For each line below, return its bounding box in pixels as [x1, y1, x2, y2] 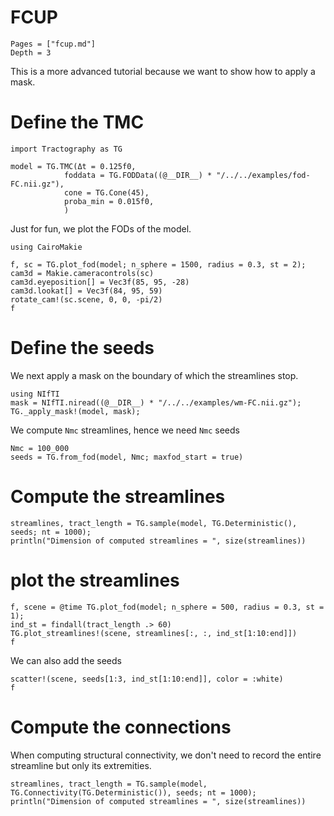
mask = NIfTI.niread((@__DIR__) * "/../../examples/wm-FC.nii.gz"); [10, 397, 302, 408]
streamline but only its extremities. [10, 759, 152, 771]
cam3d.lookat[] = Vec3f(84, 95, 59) [10, 286, 163, 296]
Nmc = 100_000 [10, 443, 70, 453]
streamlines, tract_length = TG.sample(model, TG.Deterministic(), [10, 518, 298, 528]
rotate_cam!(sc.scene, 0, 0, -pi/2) [10, 294, 163, 305]
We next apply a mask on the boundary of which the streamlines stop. [10, 369, 299, 381]
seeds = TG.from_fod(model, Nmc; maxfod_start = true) [10, 452, 244, 462]
